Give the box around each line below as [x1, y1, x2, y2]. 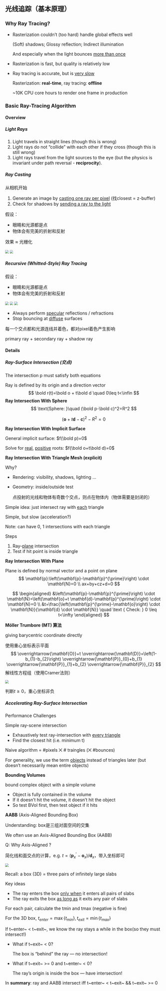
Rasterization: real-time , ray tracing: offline [12, 80, 102, 86]
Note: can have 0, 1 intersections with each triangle [5, 524, 111, 530]
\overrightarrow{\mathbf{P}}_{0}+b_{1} [62, 656, 143, 662]
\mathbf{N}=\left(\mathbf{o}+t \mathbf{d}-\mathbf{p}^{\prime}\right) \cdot [6, 596, 161, 602]
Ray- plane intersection [12, 543, 59, 549]
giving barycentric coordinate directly [5, 632, 82, 638]
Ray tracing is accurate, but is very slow [12, 70, 95, 76]
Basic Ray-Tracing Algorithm [5, 102, 76, 109]
